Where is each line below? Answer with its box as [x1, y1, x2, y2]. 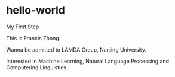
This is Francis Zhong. [6, 34, 61, 41]
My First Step [6, 23, 39, 30]
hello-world [6, 4, 66, 17]
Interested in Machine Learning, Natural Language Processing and [6, 57, 169, 65]
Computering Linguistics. [6, 63, 68, 71]
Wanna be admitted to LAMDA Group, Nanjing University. [6, 46, 146, 53]
